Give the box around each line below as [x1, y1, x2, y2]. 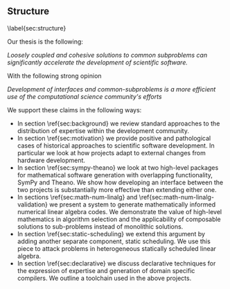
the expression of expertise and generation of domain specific [17, 266, 195, 274]
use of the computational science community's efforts [7, 92, 162, 100]
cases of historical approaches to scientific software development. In [17, 141, 215, 150]
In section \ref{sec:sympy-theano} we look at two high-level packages [17, 163, 219, 172]
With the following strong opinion [7, 71, 102, 80]
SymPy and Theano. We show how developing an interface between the [17, 178, 224, 186]
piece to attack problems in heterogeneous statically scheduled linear [17, 244, 217, 252]
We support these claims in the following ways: [7, 105, 142, 114]
